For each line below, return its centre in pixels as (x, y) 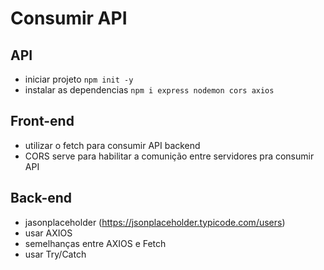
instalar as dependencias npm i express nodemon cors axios (149, 90)
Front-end (42, 121)
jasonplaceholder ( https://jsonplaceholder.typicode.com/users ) (155, 222)
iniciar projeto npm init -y (79, 79)
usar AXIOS (48, 233)
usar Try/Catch (55, 254)
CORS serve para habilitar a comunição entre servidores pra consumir (169, 156)
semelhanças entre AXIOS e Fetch (95, 243)
